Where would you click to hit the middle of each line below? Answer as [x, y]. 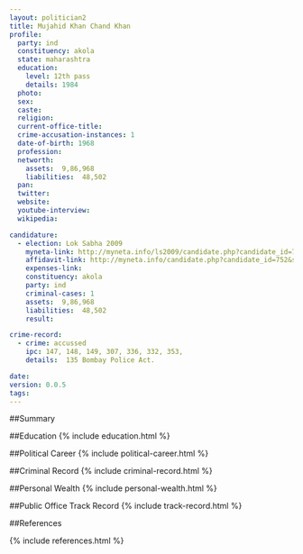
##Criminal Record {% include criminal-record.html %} [111, 471]
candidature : [34, 235]
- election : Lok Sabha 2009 [70, 243]
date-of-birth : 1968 [56, 143]
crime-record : [36, 335]
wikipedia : [38, 218]
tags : [19, 393]
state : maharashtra [54, 59]
